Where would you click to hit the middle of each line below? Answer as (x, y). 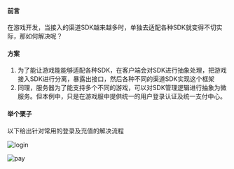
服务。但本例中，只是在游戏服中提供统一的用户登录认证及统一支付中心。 (122, 96)
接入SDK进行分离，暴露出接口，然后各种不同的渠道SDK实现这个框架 (116, 79)
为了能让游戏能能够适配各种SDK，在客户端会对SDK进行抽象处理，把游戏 (122, 71)
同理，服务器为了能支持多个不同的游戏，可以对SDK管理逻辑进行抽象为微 (122, 88)
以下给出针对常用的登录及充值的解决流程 (66, 131)
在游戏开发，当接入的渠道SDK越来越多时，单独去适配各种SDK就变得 (106, 27)
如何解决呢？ (44, 36)
